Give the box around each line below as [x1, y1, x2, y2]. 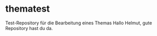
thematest [5, 3, 50, 15]
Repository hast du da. [5, 25, 53, 31]
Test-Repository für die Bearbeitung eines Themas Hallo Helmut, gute [5, 20, 152, 26]
